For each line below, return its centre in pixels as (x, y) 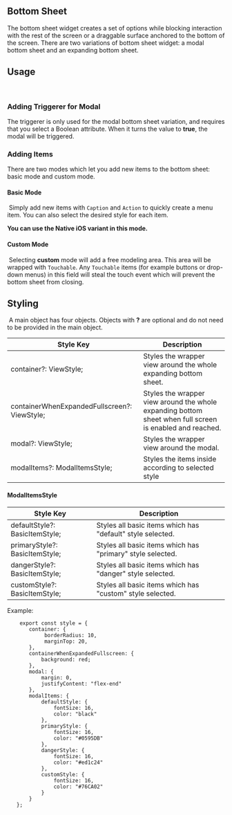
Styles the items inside (180, 459)
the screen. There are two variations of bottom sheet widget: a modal (106, 43)
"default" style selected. (135, 533)
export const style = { (54, 623)
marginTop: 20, (66, 641)
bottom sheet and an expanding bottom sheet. (73, 50)
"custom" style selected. (136, 593)
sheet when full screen (180, 419)
